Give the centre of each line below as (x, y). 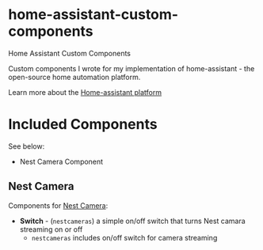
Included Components (83, 125)
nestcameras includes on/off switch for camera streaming (124, 237)
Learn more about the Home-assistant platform (85, 92)
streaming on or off (51, 229)
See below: (27, 146)
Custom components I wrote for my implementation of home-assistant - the (131, 68)
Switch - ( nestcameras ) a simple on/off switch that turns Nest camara (132, 221)
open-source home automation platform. (74, 77)
